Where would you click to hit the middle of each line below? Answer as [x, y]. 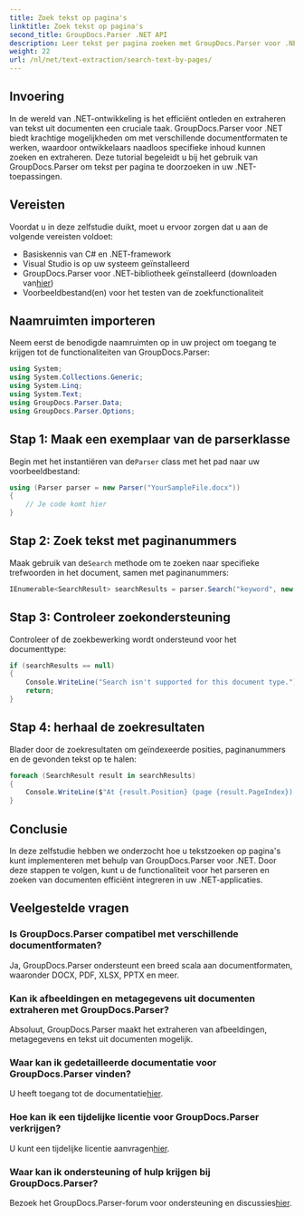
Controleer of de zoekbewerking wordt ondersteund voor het [123, 639]
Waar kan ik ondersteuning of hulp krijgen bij [110, 1172]
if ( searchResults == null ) [62, 666]
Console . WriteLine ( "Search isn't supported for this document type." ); [163, 682]
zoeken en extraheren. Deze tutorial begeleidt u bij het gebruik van [133, 157]
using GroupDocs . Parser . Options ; [72, 411]
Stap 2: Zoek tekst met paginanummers [123, 541]
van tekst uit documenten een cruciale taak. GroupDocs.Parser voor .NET [146, 128]
